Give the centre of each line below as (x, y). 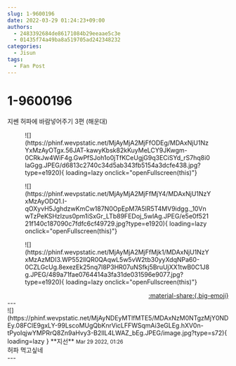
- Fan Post (29, 66)
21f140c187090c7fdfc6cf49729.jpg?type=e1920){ (97, 223)
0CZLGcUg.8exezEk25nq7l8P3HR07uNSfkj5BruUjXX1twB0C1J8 (117, 267)
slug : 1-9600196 (31, 14)
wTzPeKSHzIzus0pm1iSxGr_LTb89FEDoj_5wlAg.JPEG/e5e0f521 (117, 216)
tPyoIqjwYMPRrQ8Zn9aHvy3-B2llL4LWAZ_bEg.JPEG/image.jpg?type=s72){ (117, 333)
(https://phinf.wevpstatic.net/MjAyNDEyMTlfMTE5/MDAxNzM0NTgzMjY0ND (118, 318)
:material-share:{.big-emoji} (189, 295)
